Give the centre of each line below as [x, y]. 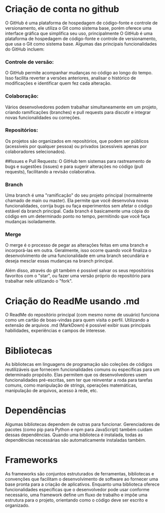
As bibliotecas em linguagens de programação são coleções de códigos [79, 364]
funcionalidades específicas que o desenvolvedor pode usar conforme [77, 490]
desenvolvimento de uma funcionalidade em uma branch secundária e [77, 256]
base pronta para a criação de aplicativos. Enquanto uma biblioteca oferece [82, 484]
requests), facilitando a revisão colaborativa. [51, 171]
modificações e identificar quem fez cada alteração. [58, 83]
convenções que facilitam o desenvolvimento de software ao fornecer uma [82, 479]
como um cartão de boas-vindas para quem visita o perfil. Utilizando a [77, 320]
